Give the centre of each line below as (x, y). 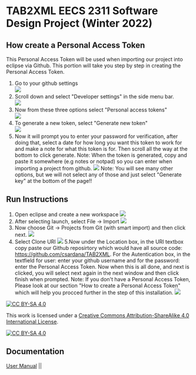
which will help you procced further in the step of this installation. (94, 292)
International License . (32, 321)
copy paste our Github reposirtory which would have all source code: (98, 248)
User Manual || (24, 366)
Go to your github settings (46, 83)
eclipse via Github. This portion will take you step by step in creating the (94, 65)
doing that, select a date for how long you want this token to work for (98, 142)
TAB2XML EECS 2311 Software (82, 11)
